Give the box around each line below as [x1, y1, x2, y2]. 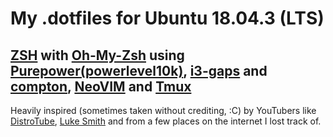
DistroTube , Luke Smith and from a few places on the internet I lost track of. [10, 115, 322, 127]
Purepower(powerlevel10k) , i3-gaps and [10, 62, 268, 79]
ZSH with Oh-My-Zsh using [10, 47, 185, 64]
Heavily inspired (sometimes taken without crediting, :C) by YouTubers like [10, 105, 317, 116]
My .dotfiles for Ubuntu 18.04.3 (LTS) [10, 7, 325, 30]
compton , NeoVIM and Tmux [10, 78, 192, 95]
